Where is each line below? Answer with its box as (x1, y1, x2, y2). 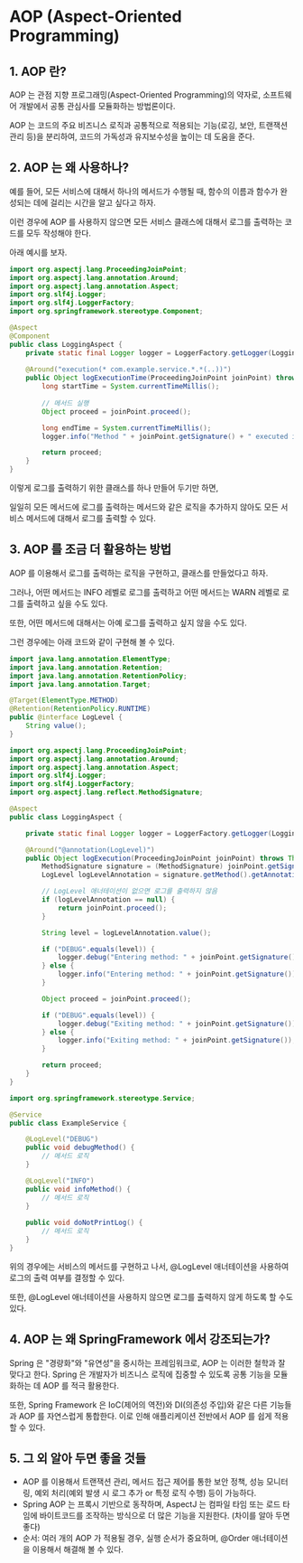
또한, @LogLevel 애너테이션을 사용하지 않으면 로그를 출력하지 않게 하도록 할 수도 (9, 1291, 294, 1302)
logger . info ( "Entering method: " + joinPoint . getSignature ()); (57, 969, 300, 979)
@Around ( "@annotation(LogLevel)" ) (25, 845, 155, 855)
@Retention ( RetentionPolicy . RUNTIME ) (9, 705, 151, 714)
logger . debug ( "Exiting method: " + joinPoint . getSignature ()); (57, 1019, 300, 1028)
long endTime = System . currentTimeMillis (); (41, 423, 212, 433)
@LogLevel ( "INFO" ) (25, 1176, 95, 1185)
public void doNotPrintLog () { (25, 1218, 143, 1228)
